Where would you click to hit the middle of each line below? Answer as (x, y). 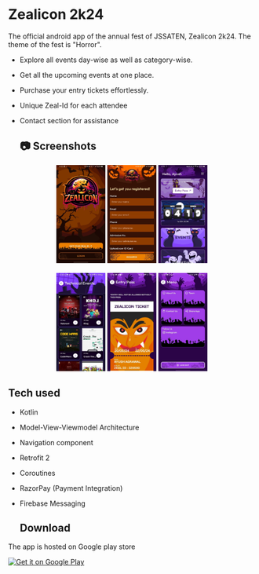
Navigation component (57, 442)
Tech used (34, 393)
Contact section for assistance (69, 120)
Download (45, 528)
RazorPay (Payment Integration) (71, 488)
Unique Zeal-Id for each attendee (73, 105)
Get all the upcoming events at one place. (87, 75)
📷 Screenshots (58, 146)
